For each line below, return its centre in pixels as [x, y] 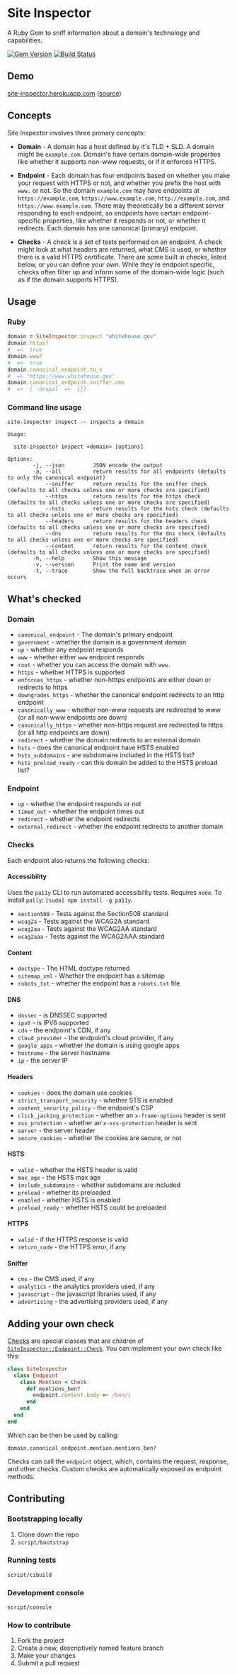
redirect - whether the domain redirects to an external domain [109, 740]
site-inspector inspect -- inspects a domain [75, 422]
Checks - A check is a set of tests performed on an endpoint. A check [120, 242]
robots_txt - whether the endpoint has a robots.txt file [99, 983]
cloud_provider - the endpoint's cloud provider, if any [96, 1038]
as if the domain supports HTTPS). [68, 279]
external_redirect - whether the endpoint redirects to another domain [120, 827]
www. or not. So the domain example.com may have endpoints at [109, 190]
